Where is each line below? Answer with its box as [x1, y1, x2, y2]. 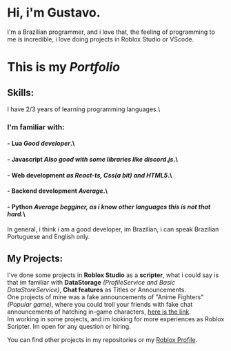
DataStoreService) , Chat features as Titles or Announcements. [7, 285, 186, 294]
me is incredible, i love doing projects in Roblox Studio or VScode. [7, 35, 194, 43]
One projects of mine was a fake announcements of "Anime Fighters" [7, 293, 204, 301]
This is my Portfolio [7, 59, 121, 75]
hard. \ [7, 209, 26, 218]
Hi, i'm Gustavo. [7, 5, 101, 21]
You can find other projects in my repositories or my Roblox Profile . [7, 336, 198, 344]
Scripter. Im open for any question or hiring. [7, 323, 131, 331]
